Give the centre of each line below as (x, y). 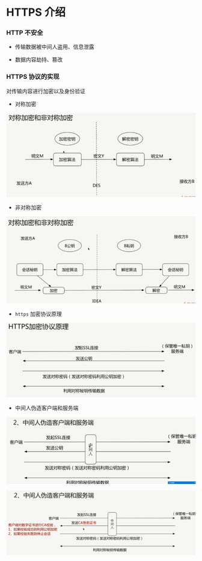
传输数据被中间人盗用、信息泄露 (54, 47)
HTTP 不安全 (25, 33)
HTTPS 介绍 (36, 12)
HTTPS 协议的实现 (33, 77)
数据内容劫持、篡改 (39, 60)
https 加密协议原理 (38, 314)
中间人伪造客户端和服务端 (47, 408)
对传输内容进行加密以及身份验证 (46, 91)
